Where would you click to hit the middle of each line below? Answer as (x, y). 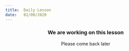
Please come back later (86, 43)
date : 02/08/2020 (26, 15)
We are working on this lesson (86, 33)
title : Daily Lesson (28, 10)
